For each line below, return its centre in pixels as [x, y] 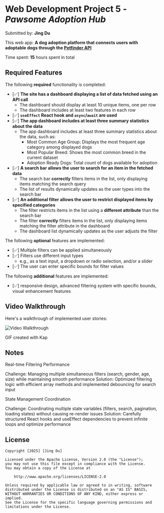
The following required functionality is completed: [56, 84]
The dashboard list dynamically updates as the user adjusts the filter [88, 231]
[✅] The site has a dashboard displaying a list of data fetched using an [85, 94]
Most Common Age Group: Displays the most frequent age [86, 142]
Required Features [34, 73]
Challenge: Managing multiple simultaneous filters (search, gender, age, [78, 374]
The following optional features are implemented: [55, 240]
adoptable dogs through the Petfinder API [48, 48]
